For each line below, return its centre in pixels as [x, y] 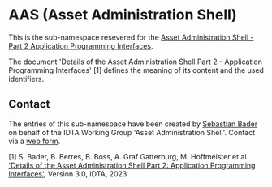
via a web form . [35, 141]
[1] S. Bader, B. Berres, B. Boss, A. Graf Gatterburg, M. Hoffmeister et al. [129, 156]
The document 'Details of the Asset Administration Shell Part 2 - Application [135, 62]
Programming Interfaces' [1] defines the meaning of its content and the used [136, 70]
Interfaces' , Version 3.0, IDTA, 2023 [68, 174]
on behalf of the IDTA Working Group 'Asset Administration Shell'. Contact [132, 132]
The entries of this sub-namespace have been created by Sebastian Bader [133, 124]
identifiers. [26, 79]
